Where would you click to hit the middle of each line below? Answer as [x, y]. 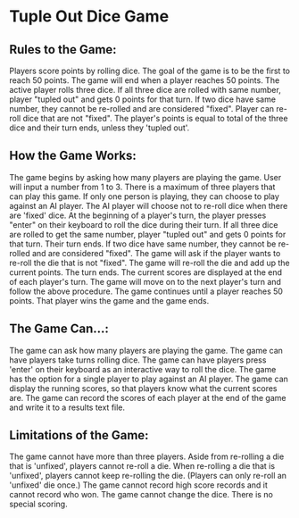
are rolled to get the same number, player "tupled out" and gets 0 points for [148, 234]
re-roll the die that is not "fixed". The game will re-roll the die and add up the [149, 263]
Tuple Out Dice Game [89, 17]
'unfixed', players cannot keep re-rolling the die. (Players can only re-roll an [148, 476]
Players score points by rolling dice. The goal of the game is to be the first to [149, 71]
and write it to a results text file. [67, 407]
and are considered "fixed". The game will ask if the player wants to [156, 253]
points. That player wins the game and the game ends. [109, 300]
